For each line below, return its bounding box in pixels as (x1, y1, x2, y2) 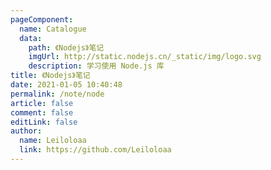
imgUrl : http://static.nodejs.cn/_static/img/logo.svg (28, 52, 262, 62)
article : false (10, 98, 74, 108)
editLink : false (10, 117, 78, 127)
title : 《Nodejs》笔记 (10, 71, 91, 81)
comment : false (10, 107, 74, 118)
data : (19, 33, 43, 43)
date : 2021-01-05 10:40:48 (10, 80, 123, 90)
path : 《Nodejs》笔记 (28, 42, 105, 53)
